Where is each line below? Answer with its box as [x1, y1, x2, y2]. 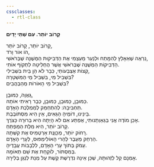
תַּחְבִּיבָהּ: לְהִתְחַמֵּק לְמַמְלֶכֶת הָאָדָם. [6, 104, 83, 111]
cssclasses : [6, 8, 36, 15]
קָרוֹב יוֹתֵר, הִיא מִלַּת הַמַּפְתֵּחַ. [6, 123, 69, 130]
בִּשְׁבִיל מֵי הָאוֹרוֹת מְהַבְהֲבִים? [6, 79, 69, 86]
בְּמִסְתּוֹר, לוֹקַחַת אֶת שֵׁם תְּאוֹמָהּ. [6, 147, 76, 155]
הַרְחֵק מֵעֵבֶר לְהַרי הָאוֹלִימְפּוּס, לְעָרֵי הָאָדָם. [6, 135, 98, 142]
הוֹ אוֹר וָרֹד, [6, 48, 30, 55]
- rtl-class [11, 14, 41, 20]
